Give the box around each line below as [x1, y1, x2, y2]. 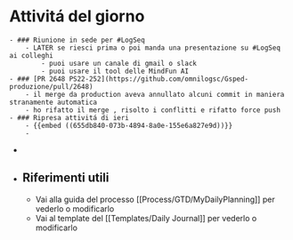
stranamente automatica [9, 98, 98, 107]
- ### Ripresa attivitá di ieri [9, 113, 129, 122]
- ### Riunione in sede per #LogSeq [9, 36, 145, 44]
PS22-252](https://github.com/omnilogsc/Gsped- [69, 74, 249, 84]
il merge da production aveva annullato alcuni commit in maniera [32, 90, 285, 99]
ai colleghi [9, 51, 53, 60]
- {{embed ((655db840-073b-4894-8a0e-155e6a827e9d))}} [25, 121, 233, 130]
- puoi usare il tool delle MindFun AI [41, 67, 190, 76]
